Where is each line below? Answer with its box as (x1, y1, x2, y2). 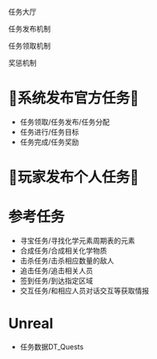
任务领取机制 (8, 41, 50, 50)
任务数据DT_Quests (19, 342, 84, 351)
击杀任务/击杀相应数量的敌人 (19, 256, 115, 266)
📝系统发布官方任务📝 (8, 89, 139, 107)
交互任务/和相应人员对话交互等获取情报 (19, 286, 150, 296)
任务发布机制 (8, 24, 50, 34)
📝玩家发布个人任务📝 (8, 168, 139, 187)
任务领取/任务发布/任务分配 (19, 117, 110, 127)
